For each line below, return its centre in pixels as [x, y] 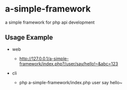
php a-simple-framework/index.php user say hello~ [71, 82]
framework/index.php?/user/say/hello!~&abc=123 [69, 63]
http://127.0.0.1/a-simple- [44, 59]
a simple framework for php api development [50, 22]
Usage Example [29, 37]
